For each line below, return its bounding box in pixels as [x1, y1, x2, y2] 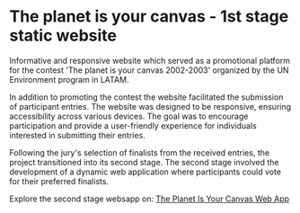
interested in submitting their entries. [9, 129, 146, 140]
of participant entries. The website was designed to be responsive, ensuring [9, 101, 292, 111]
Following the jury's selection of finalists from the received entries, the [9, 146, 270, 158]
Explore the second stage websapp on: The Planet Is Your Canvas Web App [9, 193, 290, 204]
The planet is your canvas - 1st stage [9, 6, 289, 27]
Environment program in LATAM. [9, 74, 129, 84]
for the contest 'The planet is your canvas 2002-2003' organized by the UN [9, 65, 289, 75]
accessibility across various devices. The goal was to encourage [9, 111, 249, 121]
